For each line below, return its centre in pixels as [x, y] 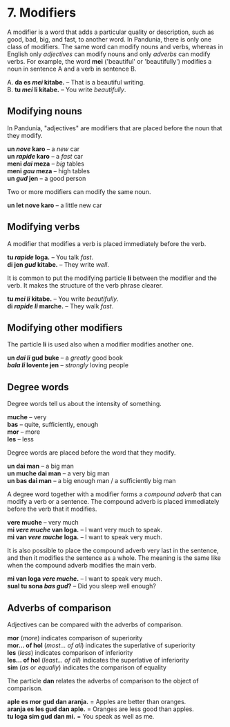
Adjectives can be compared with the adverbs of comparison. [95, 624]
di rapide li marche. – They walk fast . [60, 306]
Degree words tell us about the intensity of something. [85, 404]
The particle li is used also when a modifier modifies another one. [100, 344]
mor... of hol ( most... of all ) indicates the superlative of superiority [101, 645]
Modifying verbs [44, 227]
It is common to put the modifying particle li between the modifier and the [112, 278]
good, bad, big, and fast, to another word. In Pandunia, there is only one [109, 39]
